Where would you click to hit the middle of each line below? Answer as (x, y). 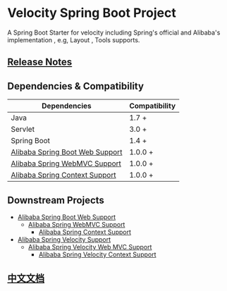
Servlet (23, 130)
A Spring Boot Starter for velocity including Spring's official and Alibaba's (114, 32)
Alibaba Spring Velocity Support (64, 239)
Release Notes (40, 62)
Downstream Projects (56, 200)
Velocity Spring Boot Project (92, 13)
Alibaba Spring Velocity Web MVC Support (90, 247)
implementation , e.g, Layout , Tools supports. (74, 39)
